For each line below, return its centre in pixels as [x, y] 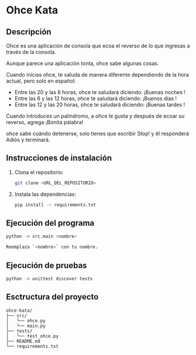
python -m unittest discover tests [49, 278]
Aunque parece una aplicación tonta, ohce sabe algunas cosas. [82, 63]
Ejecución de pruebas [47, 265]
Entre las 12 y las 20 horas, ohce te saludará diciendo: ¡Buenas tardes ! [100, 105]
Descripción [29, 32]
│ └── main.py [26, 326]
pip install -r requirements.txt [55, 205]
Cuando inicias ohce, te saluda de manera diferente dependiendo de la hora [97, 75]
